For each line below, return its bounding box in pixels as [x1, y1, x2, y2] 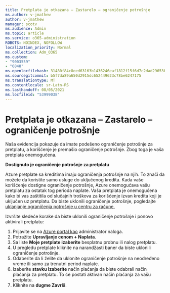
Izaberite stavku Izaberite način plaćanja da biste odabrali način [12, 266, 147, 272]
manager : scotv [5, 21, 37, 27]
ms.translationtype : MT [5, 78, 56, 83]
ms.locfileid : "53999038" [5, 92, 60, 97]
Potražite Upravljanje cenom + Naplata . [12, 234, 96, 240]
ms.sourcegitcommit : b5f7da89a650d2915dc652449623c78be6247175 [5, 73, 142, 78]
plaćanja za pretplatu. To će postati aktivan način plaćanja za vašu [12, 271, 151, 278]
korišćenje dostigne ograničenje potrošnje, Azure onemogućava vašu [5, 182, 150, 188]
